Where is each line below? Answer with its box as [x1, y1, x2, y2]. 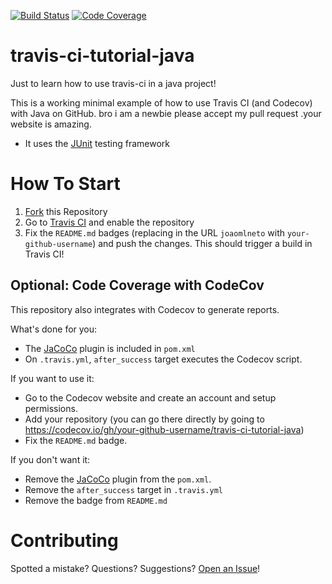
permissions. [24, 402, 78, 414]
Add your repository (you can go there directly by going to [24, 413, 265, 425]
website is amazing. [10, 118, 92, 130]
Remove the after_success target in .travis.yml [24, 483, 223, 495]
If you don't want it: [10, 453, 91, 465]
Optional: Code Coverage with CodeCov [10, 277, 265, 294]
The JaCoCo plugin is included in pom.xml [24, 342, 196, 354]
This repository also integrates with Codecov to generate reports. [10, 303, 280, 315]
